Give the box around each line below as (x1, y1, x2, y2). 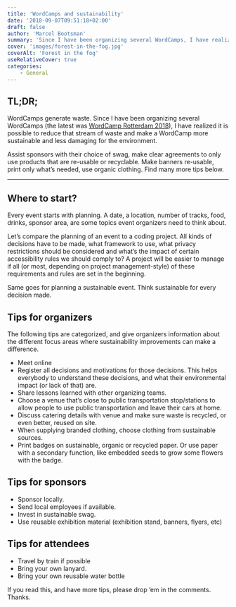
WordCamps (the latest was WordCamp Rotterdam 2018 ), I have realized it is (7, 121, 228, 130)
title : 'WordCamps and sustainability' (7, 10, 124, 18)
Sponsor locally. (17, 495, 65, 503)
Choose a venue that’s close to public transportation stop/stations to (17, 396, 216, 404)
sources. (17, 433, 44, 441)
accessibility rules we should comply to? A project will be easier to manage (7, 255, 225, 263)
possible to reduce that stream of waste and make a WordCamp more (7, 129, 209, 137)
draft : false (7, 23, 46, 30)
